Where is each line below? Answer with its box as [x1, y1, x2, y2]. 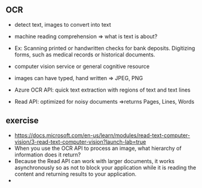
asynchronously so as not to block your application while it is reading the [14, 164, 197, 171]
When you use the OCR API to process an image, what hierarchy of [14, 144, 182, 152]
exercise [5, 115, 39, 126]
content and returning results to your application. [14, 170, 137, 178]
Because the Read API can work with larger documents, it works [14, 157, 175, 164]
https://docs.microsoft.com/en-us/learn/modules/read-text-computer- [14, 132, 191, 139]
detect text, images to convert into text [14, 21, 111, 28]
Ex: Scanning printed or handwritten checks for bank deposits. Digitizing [14, 44, 195, 52]
